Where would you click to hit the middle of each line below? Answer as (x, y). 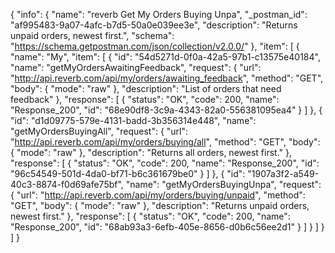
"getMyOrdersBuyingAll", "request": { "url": (99, 131)
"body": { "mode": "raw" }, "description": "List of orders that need (146, 88)
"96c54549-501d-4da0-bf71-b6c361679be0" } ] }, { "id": (128, 173)
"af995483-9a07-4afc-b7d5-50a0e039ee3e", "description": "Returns (154, 25)
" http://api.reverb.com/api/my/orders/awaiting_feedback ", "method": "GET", (167, 78)
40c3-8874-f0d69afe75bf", (67, 184)
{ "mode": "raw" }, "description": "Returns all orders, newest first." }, (151, 152)
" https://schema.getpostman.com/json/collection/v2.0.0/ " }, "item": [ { (155, 46)
